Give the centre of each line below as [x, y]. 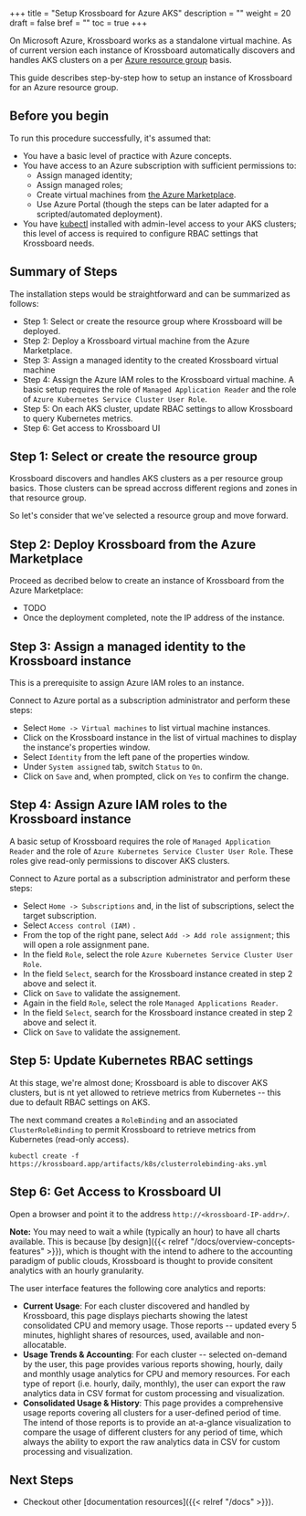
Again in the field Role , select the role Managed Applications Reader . [150, 1003]
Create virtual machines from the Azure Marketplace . [136, 195]
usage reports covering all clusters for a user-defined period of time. [152, 1412]
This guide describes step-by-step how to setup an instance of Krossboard [151, 78]
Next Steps [42, 1480]
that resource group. [48, 498]
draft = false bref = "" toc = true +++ [79, 23]
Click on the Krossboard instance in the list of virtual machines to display [159, 738]
